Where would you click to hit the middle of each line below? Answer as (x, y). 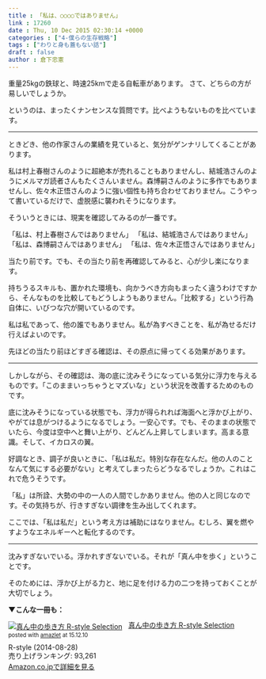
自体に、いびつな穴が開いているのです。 (74, 307)
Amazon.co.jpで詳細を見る (51, 666)
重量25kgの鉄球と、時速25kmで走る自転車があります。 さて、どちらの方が (130, 83)
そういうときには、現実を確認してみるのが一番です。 (95, 217)
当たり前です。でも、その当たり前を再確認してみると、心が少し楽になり (125, 261)
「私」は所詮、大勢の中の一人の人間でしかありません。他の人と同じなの (126, 495)
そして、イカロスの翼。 (60, 441)
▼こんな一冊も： (36, 609)
